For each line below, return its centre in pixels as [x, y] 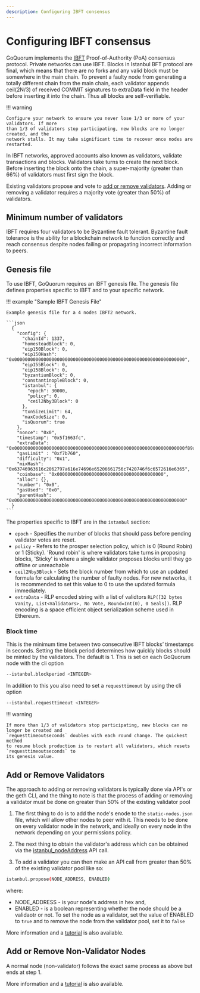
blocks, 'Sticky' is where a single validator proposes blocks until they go [103, 559]
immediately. [30, 590]
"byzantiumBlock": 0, [49, 375]
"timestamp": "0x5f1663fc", [51, 438]
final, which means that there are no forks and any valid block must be [92, 70]
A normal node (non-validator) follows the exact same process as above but [99, 966]
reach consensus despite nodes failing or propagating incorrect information [99, 245]
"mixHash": [30, 464]
